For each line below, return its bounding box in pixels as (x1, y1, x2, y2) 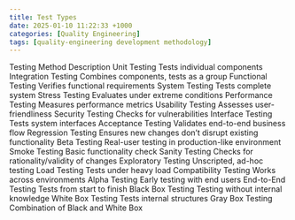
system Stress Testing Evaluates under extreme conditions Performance (9, 90, 273, 101)
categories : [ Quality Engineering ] (9, 29, 141, 38)
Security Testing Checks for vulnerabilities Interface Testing (53, 109, 273, 119)
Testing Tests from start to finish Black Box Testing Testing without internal (9, 184, 283, 194)
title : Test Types (9, 12, 77, 22)
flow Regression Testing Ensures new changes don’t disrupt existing (9, 127, 259, 138)
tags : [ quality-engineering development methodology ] (9, 37, 213, 47)
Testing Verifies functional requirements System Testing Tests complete (9, 80, 272, 91)
